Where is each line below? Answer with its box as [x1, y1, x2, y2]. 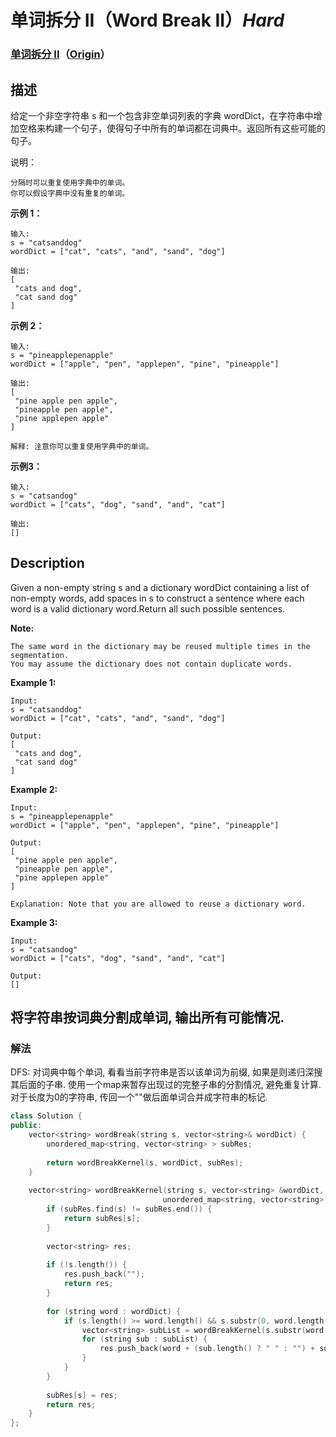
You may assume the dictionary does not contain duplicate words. [10, 659, 293, 669]
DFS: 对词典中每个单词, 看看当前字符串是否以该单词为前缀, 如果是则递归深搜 [10, 1066, 323, 1078]
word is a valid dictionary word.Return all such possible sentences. [10, 602, 286, 615]
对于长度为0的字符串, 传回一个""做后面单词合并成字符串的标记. [10, 1091, 268, 1103]
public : [10, 1121, 43, 1131]
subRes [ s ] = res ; [46, 1390, 118, 1400]
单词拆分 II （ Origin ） [10, 47, 111, 61]
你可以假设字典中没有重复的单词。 [10, 188, 130, 198]
